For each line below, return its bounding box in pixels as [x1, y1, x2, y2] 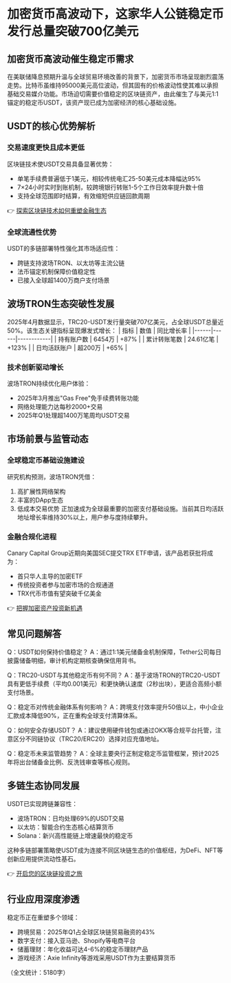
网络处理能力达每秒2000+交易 [16, 403, 103, 411]
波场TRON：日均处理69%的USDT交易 [16, 814, 125, 823]
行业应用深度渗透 [7, 894, 80, 905]
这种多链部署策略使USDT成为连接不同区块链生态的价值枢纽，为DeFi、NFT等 [7, 846, 223, 854]
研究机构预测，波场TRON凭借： [7, 472, 97, 480]
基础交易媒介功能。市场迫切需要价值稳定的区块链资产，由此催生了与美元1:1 [7, 90, 219, 98]
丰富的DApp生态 [16, 496, 64, 504]
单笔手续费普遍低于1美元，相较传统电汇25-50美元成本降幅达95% [16, 174, 201, 182]
